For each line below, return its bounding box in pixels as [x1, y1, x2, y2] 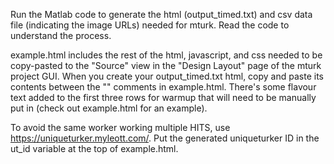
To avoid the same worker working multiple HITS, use [10, 122, 231, 133]
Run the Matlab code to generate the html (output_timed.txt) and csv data [10, 9, 313, 20]
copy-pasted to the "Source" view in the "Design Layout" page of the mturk [10, 60, 322, 71]
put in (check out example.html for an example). [10, 102, 208, 114]
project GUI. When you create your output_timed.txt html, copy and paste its [10, 70, 324, 82]
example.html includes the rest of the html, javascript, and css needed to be [10, 49, 323, 61]
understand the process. [10, 30, 112, 41]
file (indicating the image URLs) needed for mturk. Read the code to [10, 19, 290, 31]
